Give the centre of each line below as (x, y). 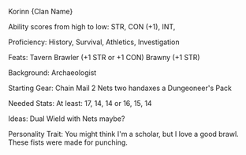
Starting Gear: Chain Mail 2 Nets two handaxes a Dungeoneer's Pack (120, 88)
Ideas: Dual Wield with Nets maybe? (67, 119)
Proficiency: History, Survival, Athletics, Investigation (94, 42)
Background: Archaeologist (52, 73)
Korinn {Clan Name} (41, 11)
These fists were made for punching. (68, 142)
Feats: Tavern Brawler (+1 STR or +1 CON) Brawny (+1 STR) (104, 57)
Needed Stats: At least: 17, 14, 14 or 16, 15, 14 (80, 103)
